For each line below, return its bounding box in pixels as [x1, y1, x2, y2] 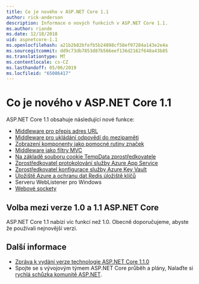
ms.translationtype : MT [6, 53, 66, 59]
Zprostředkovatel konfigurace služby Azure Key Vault [14, 166, 147, 173]
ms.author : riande [6, 25, 52, 32]
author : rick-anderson [6, 14, 63, 20]
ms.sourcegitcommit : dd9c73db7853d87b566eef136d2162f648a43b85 [6, 48, 168, 54]
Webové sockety [14, 185, 57, 192]
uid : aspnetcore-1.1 [6, 37, 58, 43]
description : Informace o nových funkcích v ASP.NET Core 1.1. [6, 20, 168, 26]
